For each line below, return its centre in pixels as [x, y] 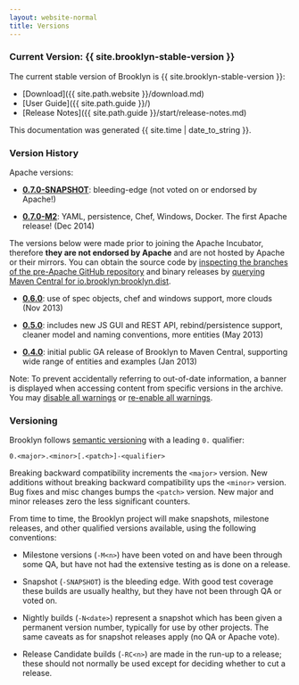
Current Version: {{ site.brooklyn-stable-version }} [122, 57]
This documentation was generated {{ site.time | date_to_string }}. [130, 129]
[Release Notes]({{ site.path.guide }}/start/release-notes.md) [134, 112]
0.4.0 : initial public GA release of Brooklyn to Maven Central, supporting [155, 352]
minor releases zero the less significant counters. [100, 501]
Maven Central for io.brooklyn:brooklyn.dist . [90, 281]
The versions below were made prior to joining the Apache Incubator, [137, 243]
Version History [44, 153]
